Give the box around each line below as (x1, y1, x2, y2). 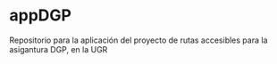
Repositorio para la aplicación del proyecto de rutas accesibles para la (9, 35, 268, 45)
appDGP (9, 5, 71, 26)
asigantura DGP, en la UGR (9, 44, 108, 54)
